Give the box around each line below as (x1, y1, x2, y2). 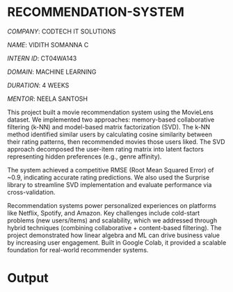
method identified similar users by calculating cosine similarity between (7, 130, 212, 138)
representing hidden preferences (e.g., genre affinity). (7, 152, 162, 161)
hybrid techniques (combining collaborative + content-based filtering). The (7, 223, 222, 232)
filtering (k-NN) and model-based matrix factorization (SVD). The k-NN (7, 122, 211, 131)
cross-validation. (7, 188, 56, 196)
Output (7, 270, 49, 286)
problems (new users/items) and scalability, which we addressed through (7, 216, 218, 225)
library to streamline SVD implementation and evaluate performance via (7, 180, 212, 188)
